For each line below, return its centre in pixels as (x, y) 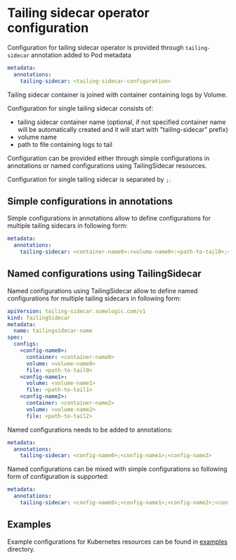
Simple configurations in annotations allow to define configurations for (109, 218)
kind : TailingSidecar (39, 318)
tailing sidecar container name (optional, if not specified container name (122, 122)
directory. (21, 549)
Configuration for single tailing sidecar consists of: (80, 108)
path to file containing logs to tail (65, 144)
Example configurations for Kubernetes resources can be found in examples (118, 542)
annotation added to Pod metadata (81, 55)
